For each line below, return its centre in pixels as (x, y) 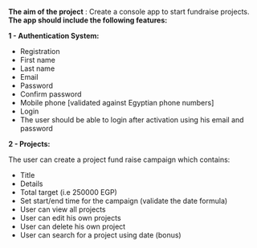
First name (38, 60)
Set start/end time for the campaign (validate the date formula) (124, 201)
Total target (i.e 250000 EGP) (69, 192)
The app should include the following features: (88, 20)
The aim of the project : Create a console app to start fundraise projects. (129, 12)
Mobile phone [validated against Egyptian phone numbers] (117, 103)
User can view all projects (63, 209)
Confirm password (51, 94)
